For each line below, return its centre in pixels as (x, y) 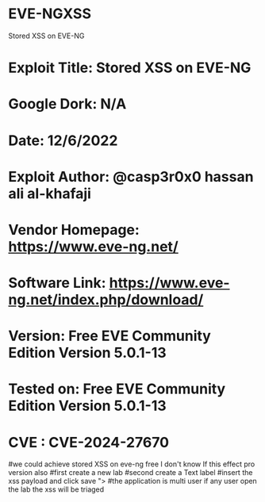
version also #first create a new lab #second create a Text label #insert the (131, 473)
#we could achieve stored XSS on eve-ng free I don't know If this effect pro (132, 464)
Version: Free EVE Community (110, 336)
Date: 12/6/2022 (63, 140)
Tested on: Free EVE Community (117, 389)
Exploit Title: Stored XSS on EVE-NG (130, 68)
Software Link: (57, 283)
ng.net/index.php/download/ (106, 300)
